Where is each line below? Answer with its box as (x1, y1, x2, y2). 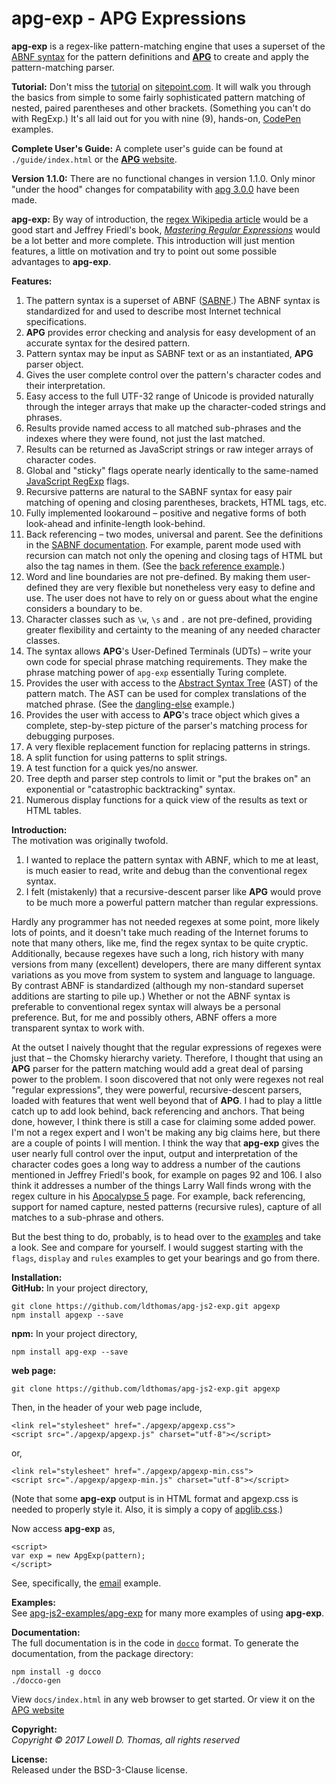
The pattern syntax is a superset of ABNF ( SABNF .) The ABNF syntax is (25, 294, 321, 306)
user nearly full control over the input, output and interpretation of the (11, 1147, 298, 1159)
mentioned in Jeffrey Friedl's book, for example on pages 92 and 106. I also (11, 1168, 323, 1181)
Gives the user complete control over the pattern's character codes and (25, 368, 322, 381)
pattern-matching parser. (11, 61, 115, 73)
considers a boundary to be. (25, 602, 143, 614)
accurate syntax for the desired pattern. (25, 337, 191, 349)
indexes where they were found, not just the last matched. (25, 432, 266, 444)
